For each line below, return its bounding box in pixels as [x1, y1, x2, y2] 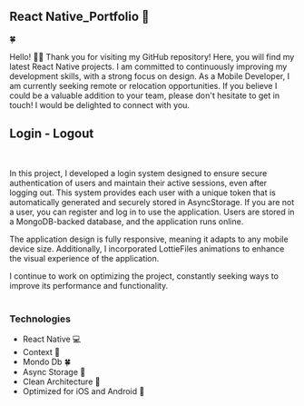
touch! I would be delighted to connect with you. [9, 99, 191, 110]
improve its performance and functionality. [9, 280, 169, 291]
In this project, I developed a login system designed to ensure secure [9, 167, 268, 178]
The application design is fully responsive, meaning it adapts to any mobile [9, 233, 289, 244]
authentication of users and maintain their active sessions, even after [9, 177, 268, 188]
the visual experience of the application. [9, 253, 160, 263]
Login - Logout [9, 126, 94, 142]
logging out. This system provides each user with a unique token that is [9, 187, 277, 198]
